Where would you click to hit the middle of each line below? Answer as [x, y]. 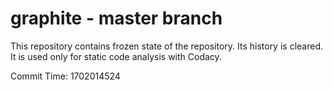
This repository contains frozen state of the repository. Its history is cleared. [166, 46]
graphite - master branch [116, 18]
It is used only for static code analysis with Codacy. [116, 56]
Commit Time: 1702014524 [65, 76]
